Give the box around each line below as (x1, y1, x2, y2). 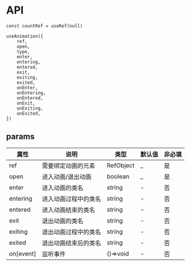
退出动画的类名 (42, 217, 84, 225)
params (6, 132, 35, 142)
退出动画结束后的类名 (42, 239, 101, 247)
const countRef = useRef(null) (6, 23, 83, 29)
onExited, (17, 110, 41, 117)
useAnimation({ (6, 33, 44, 39)
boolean (107, 172, 130, 180)
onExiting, (17, 105, 44, 111)
